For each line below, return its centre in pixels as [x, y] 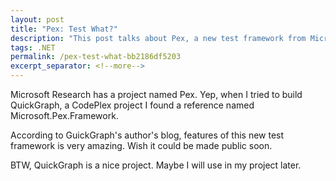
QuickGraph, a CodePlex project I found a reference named [132, 105]
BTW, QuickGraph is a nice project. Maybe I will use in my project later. [156, 165]
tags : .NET [33, 47]
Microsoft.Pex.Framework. [64, 115]
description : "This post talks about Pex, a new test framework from [158, 38]
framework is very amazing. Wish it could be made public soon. [141, 145]
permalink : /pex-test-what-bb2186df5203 [96, 57]
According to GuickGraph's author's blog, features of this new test [147, 135]
